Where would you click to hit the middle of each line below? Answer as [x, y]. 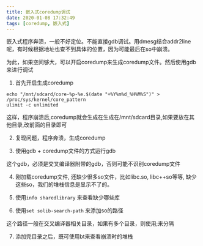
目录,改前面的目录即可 [39, 125]
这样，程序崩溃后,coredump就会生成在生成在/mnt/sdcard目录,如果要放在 [98, 117]
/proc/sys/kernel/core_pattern [46, 100]
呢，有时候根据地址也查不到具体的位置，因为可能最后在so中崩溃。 [90, 49]
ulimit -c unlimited [33, 105]
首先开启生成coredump [44, 83]
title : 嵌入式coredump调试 [38, 12]
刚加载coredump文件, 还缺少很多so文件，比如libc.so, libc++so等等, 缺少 [106, 177]
